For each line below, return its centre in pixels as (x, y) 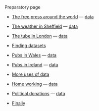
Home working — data (35, 84)
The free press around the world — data (53, 17)
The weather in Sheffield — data (45, 26)
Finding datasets (29, 46)
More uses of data (30, 74)
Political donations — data (38, 93)
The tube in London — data (40, 36)
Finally (19, 103)
